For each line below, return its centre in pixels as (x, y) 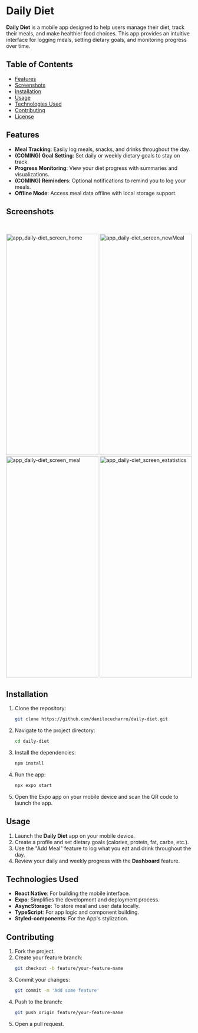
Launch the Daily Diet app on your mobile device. (75, 835)
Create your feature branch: (48, 957)
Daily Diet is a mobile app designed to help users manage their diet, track (95, 27)
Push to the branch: (39, 1002)
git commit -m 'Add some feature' (57, 991)
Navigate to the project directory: (55, 730)
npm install (29, 763)
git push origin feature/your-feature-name (69, 1012)
